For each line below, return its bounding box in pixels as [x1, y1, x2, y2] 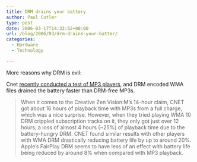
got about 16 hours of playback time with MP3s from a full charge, [20, 105, 183, 112]
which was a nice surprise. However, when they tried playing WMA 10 [20, 111, 192, 118]
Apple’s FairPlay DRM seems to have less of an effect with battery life [20, 142, 191, 149]
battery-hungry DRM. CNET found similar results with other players [20, 130, 185, 137]
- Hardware [11, 42, 39, 48]
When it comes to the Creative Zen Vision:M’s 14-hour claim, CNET [20, 98, 185, 105]
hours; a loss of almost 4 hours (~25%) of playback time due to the [20, 123, 185, 131]
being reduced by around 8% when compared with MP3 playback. [20, 149, 183, 156]
